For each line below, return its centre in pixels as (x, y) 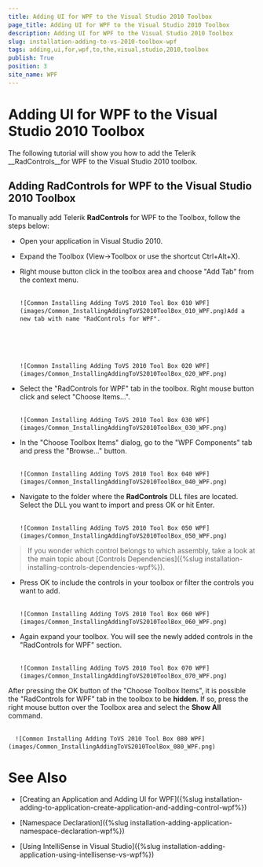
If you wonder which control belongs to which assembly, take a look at (141, 550)
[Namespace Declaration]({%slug (74, 823)
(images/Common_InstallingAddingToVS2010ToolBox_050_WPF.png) (123, 536)
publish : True (31, 58)
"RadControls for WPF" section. (71, 645)
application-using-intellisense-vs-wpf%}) (87, 855)
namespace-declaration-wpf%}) (72, 831)
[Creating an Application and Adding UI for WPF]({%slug (111, 799)
